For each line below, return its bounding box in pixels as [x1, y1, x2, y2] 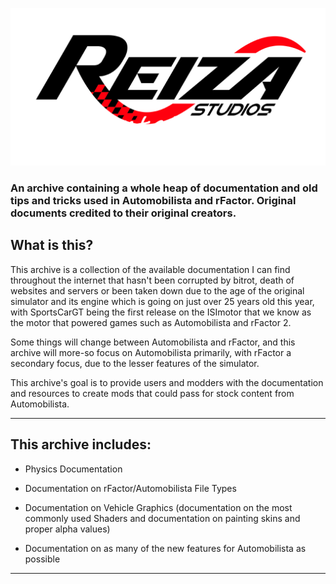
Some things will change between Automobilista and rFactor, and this [10, 336, 296, 348]
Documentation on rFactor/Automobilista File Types [24, 482, 237, 494]
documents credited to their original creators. [10, 206, 237, 220]
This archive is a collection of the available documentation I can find [10, 263, 291, 275]
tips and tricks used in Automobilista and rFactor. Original [10, 193, 297, 207]
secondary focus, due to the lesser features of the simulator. [10, 357, 260, 369]
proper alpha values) [24, 523, 111, 535]
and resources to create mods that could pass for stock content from [10, 387, 295, 399]
